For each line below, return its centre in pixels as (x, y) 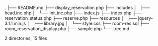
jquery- (145, 18)
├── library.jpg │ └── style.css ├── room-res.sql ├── (91, 23)
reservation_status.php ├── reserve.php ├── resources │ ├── (71, 18)
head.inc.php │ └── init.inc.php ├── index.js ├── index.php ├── (73, 13)
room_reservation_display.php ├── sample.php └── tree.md (67, 29)
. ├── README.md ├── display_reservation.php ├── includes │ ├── (77, 8)
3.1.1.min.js (15, 23)
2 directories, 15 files (26, 38)
